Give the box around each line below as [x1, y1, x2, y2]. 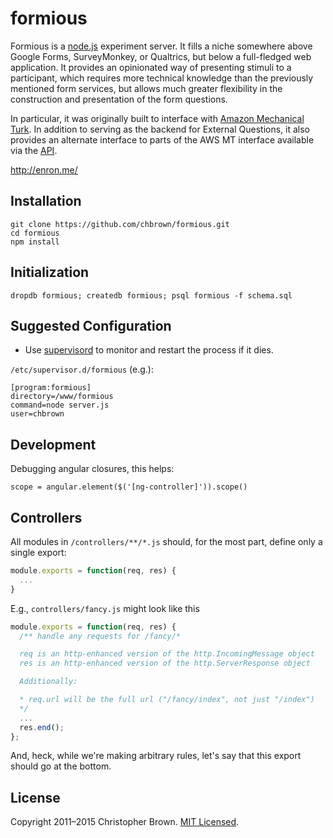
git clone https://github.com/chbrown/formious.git [10, 219, 230, 229]
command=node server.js [10, 400, 110, 411]
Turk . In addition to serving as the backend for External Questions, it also [10, 123, 311, 135]
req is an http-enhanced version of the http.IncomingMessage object [19, 649, 315, 659]
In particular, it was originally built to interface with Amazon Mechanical [10, 112, 305, 124]
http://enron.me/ [10, 163, 78, 176]
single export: [10, 547, 67, 558]
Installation [10, 193, 82, 210]
